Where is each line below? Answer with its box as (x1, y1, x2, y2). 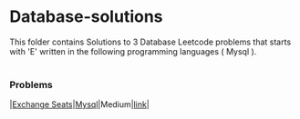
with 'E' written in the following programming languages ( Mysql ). (9, 45, 257, 56)
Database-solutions (9, 6, 163, 27)
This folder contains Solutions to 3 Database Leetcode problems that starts (9, 36, 292, 47)
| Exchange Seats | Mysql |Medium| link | (9, 99, 150, 110)
